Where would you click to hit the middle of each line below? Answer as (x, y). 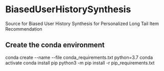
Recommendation (24, 29)
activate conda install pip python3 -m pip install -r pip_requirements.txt (80, 63)
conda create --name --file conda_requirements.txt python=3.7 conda (79, 57)
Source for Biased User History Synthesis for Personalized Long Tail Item (82, 23)
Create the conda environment (55, 45)
